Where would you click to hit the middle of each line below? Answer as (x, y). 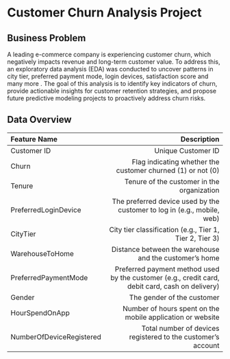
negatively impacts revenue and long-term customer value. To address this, (114, 62)
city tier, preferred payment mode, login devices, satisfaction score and (108, 76)
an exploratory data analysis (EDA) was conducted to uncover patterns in (110, 69)
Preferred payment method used (167, 269)
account (206, 345)
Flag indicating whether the (176, 161)
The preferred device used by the (166, 201)
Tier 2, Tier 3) (197, 238)
